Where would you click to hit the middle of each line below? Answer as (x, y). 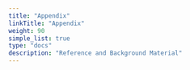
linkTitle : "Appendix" (46, 23)
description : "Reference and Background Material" (95, 53)
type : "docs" (30, 46)
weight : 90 (27, 31)
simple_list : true (39, 38)
